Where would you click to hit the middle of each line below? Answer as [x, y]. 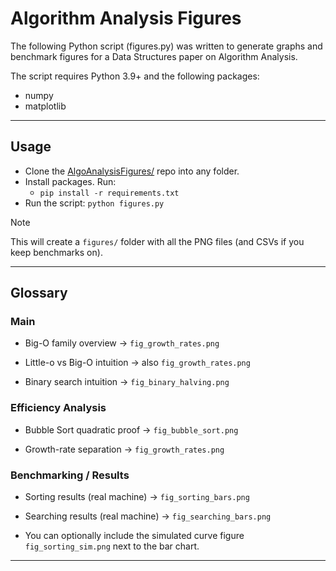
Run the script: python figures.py [94, 203]
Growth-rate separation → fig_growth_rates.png [124, 449]
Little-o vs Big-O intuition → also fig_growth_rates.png [137, 363]
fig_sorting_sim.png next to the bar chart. [112, 546]
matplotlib [45, 106]
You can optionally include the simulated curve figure [134, 536]
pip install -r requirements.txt [109, 193]
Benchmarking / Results [70, 475]
